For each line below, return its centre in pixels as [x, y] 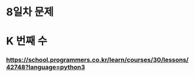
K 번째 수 [27, 41]
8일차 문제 [30, 12]
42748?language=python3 [46, 67]
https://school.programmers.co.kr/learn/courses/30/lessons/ [97, 60]
